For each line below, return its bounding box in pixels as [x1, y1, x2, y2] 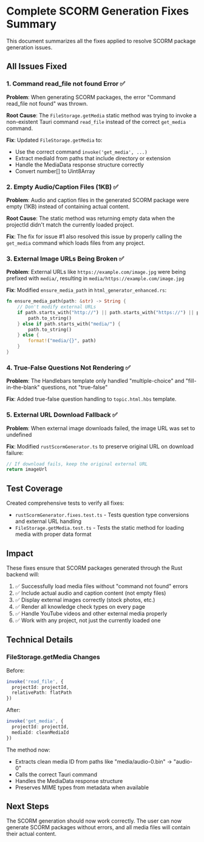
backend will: [6, 570, 39, 578]
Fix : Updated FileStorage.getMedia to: [6, 136, 103, 143]
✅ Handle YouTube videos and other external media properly [15, 609, 168, 617]
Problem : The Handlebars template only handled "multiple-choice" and [6, 377, 185, 385]
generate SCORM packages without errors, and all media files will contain [6, 824, 191, 831]
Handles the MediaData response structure [15, 777, 123, 784]
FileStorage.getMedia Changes [6, 653, 100, 662]
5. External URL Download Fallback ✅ [6, 411, 118, 419]
